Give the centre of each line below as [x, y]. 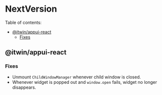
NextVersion [31, 9]
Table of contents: [23, 22]
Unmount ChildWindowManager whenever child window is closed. [76, 77]
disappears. [24, 87]
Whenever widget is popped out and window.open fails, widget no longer [85, 82]
